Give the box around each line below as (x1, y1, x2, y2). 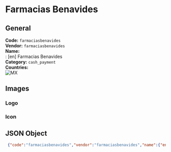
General (5, 24, 32, 33)
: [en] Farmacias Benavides (5, 53, 63, 59)
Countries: (5, 65, 28, 70)
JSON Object (5, 129, 47, 138)
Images (5, 84, 30, 93)
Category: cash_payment (5, 59, 56, 65)
